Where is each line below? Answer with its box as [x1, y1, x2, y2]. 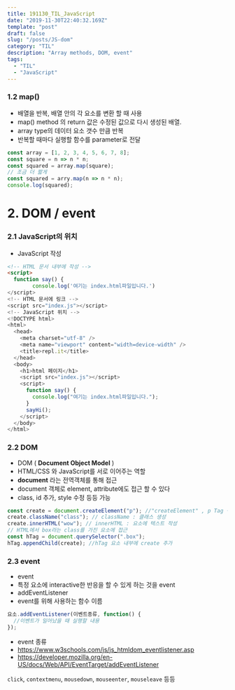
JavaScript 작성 [17, 249, 62, 257]
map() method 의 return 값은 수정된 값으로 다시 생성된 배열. [17, 117, 182, 126]
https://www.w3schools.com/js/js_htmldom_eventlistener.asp [17, 645, 194, 654]
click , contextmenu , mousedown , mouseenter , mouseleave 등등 [7, 675, 176, 683]
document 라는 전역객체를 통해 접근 [17, 475, 117, 484]
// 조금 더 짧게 [7, 169, 48, 176]
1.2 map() [7, 92, 40, 102]
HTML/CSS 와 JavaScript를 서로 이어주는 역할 [17, 467, 145, 475]
